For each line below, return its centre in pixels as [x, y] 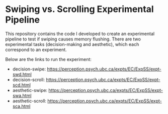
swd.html [22, 74]
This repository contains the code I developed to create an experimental [80, 33]
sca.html [21, 106]
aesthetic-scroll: [29, 100]
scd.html [22, 85]
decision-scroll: [29, 79]
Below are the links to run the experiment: [49, 59]
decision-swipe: [29, 69]
